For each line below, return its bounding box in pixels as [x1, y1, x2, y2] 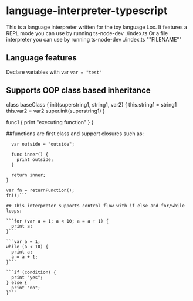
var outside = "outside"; [11, 141, 75, 147]
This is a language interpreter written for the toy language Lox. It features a [6, 23, 188, 30]
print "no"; [11, 285, 41, 290]
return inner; [11, 172, 46, 178]
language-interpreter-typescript [6, 4, 168, 18]
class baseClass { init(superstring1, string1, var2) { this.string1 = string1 [6, 101, 177, 108]
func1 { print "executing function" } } [6, 118, 94, 125]
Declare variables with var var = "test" [6, 69, 102, 76]
